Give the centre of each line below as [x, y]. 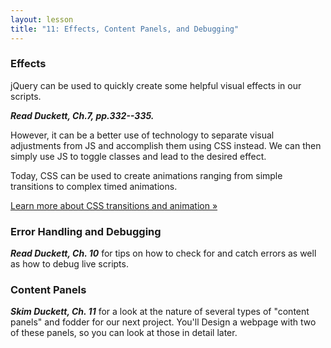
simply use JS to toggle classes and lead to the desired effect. [138, 156]
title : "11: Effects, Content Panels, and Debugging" [125, 29]
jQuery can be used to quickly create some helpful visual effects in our [156, 85]
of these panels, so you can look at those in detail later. [124, 333]
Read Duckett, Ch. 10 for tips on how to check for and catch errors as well [163, 253]
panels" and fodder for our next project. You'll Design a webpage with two [163, 322]
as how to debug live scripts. [69, 264]
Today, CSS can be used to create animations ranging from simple [146, 175]
